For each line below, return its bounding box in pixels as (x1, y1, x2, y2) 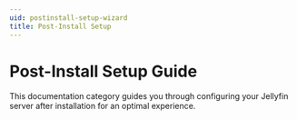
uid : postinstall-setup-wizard (9, 13, 128, 23)
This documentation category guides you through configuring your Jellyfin (9, 91, 289, 102)
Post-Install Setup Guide (9, 61, 198, 82)
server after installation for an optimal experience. (9, 101, 196, 112)
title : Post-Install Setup (9, 22, 112, 31)
